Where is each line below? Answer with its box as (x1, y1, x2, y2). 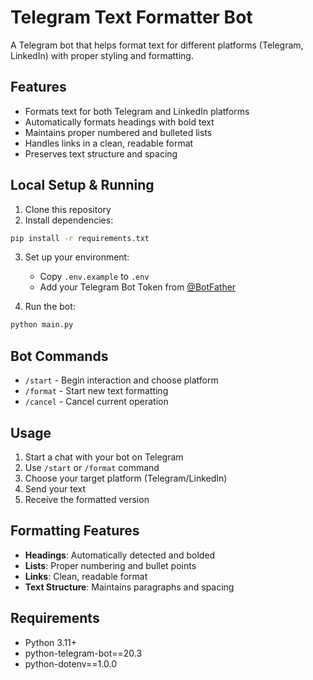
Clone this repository (24, 203, 112, 215)
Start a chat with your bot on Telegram (24, 451, 184, 463)
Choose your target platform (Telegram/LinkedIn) (24, 472, 228, 484)
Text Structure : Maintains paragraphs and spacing (24, 581, 235, 593)
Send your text (24, 482, 86, 495)
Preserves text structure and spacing (24, 147, 178, 160)
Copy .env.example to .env (39, 271, 150, 283)
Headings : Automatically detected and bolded (24, 549, 216, 561)
